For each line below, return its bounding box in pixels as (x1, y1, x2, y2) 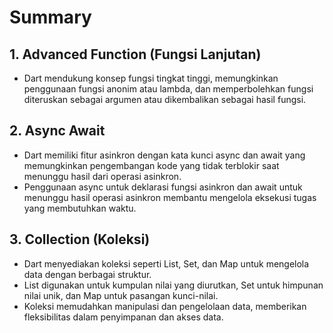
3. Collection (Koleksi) (9, 231, 151, 248)
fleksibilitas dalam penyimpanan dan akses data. (23, 311, 224, 323)
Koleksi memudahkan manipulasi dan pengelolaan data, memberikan (23, 300, 307, 312)
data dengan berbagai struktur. (23, 268, 152, 280)
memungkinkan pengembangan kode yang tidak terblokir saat (23, 159, 280, 171)
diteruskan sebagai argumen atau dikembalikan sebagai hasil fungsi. (23, 94, 307, 105)
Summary (9, 6, 92, 29)
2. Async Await (9, 122, 106, 140)
